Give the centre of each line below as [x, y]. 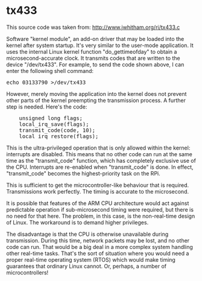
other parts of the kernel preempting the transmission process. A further [96, 100]
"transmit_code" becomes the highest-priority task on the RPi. [84, 173]
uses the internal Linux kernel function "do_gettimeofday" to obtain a [92, 51]
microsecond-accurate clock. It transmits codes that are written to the [93, 58]
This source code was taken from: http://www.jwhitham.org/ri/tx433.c [93, 27]
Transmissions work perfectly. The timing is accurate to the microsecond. [97, 191]
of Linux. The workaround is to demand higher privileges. [77, 222]
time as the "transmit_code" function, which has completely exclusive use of [101, 160]
